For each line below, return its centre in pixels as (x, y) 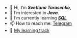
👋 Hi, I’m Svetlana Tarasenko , (40, 8)
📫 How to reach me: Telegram (41, 23)
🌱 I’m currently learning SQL (38, 18)
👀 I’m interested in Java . (34, 13)
